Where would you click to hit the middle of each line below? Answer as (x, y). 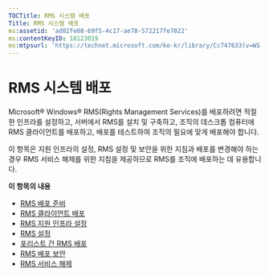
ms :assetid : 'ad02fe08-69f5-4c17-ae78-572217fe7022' (98, 31)
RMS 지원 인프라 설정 (53, 224)
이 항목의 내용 (29, 187)
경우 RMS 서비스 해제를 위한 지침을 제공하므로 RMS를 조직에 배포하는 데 (121, 159)
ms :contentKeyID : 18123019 (53, 38)
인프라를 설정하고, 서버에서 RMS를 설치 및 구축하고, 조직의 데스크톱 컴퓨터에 (136, 122)
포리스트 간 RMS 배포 (53, 244)
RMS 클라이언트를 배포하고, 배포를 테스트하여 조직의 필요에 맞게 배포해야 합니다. (134, 132)
